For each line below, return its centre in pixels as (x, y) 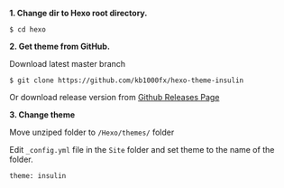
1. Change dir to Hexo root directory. (78, 13)
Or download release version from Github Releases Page (115, 97)
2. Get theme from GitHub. (60, 46)
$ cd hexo (28, 30)
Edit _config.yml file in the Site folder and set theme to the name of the (142, 150)
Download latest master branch (68, 64)
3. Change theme (42, 115)
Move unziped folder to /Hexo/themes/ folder (92, 132)
